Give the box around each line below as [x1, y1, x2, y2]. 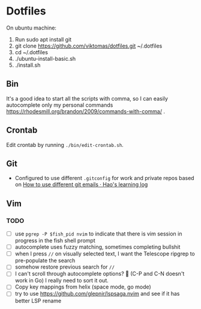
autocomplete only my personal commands [6, 101, 113, 108]
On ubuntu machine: [6, 24, 57, 31]
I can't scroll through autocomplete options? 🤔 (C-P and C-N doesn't [14, 270, 185, 278]
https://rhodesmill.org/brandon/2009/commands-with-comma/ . [6, 107, 165, 115]
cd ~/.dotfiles [14, 48, 48, 55]
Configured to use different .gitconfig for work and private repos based [14, 175, 194, 182]
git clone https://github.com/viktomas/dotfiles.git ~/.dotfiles [14, 42, 163, 49]
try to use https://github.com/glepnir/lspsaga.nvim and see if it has [14, 290, 180, 298]
